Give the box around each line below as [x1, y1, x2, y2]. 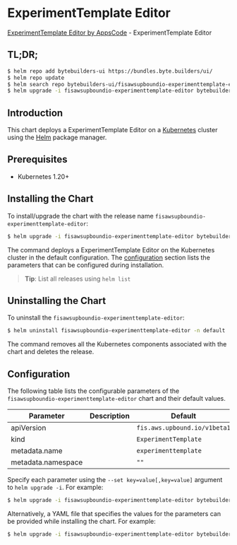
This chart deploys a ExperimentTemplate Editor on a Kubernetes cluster [7, 126, 218, 134]
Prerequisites [7, 153, 68, 165]
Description [89, 411, 130, 421]
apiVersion [11, 423, 47, 433]
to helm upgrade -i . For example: [7, 483, 104, 492]
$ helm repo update [7, 74, 65, 81]
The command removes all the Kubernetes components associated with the [7, 340, 227, 348]
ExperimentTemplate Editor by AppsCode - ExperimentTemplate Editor [7, 28, 212, 37]
